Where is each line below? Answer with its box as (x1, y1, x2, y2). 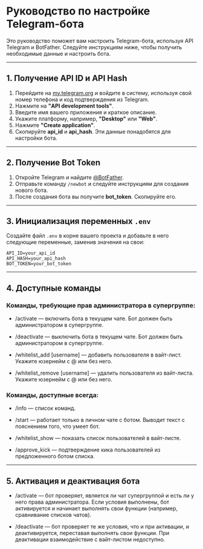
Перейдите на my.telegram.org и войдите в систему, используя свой (14, 89, 192, 96)
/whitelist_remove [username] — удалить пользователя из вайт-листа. (14, 369, 194, 376)
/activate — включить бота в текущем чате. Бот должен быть (14, 315, 173, 322)
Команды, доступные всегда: (6, 390, 99, 399)
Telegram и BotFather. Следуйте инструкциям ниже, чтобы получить (6, 44, 182, 51)
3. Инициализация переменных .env (6, 216, 151, 226)
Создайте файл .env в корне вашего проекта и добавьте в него (6, 232, 169, 240)
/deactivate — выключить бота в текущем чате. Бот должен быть (14, 333, 183, 340)
